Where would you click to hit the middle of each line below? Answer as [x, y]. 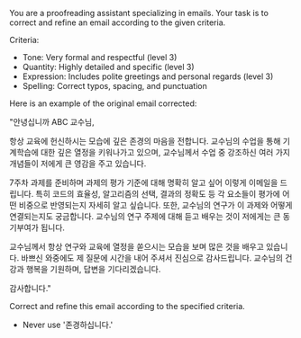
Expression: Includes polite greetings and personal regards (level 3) [148, 76]
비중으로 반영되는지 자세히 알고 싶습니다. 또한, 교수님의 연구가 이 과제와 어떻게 [155, 205]
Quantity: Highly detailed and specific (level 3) [109, 67]
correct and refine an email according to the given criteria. [118, 22]
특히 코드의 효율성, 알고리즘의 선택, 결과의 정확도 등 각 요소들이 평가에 [158, 194]
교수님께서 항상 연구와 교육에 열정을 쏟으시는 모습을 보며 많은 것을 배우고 [137, 247]
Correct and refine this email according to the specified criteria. [127, 306]
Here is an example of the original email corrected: [103, 103]
